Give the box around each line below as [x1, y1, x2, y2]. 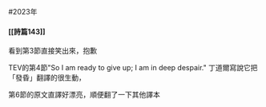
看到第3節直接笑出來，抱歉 [8, 46, 98, 56]
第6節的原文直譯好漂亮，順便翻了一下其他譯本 [8, 90, 160, 100]
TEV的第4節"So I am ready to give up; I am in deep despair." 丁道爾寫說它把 [8, 63, 258, 73]
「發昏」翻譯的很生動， [8, 73, 86, 82]
